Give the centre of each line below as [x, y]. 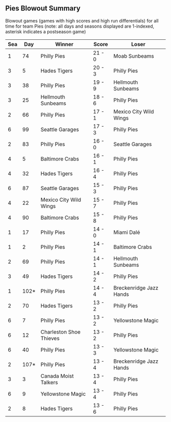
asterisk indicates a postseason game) [46, 31]
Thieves [50, 338]
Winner [64, 44]
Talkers [49, 382]
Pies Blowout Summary [43, 8]
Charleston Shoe [61, 332]
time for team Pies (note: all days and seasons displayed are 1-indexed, [80, 26]
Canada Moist [57, 376]
